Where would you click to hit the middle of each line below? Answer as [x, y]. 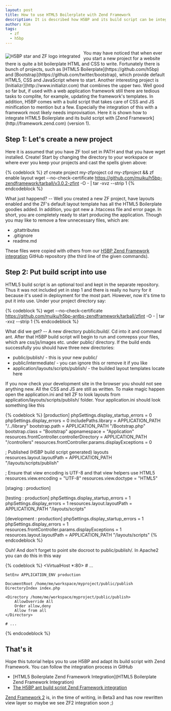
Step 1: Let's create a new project [59, 139]
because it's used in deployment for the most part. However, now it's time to [85, 295]
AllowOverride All [34, 601]
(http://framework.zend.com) [36, 123]
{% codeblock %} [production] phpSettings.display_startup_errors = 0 [79, 415]
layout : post [19, 10]
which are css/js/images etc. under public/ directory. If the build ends [78, 342]
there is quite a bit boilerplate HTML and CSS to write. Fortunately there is [83, 64]
